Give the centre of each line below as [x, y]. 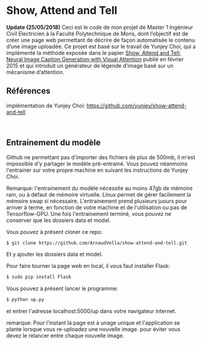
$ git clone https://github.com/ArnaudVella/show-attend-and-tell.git [97, 243]
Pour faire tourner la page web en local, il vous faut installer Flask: [88, 266]
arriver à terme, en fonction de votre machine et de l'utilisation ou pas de [97, 207]
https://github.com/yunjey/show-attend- [137, 106]
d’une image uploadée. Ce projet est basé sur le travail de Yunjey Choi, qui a [101, 46]
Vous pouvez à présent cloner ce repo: [55, 232]
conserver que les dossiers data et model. [58, 220]
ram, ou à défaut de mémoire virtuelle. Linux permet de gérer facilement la [99, 194]
